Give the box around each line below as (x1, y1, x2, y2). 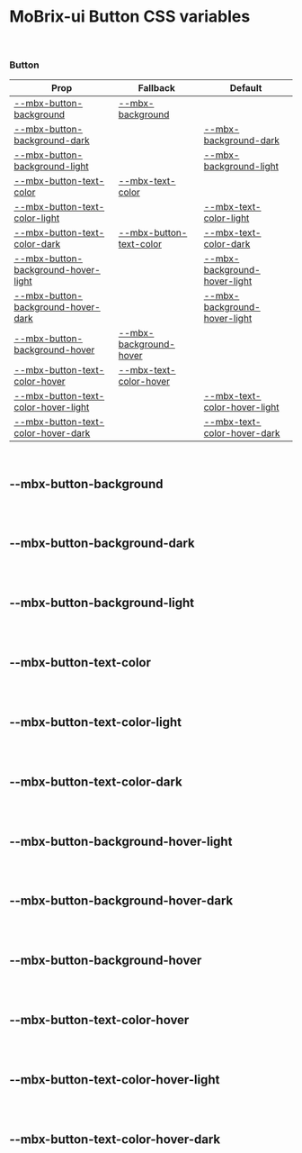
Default (229, 82, 262, 95)
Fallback (138, 82, 175, 95)
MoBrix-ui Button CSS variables (9, 6, 251, 27)
